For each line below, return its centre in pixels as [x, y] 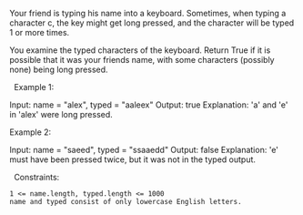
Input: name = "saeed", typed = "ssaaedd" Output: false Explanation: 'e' [144, 150]
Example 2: [30, 132]
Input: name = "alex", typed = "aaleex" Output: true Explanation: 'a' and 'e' [149, 105]
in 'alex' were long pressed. [61, 114]
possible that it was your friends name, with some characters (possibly [142, 60]
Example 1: [34, 87]
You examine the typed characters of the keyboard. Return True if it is [140, 50]
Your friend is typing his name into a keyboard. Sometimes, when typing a [148, 13]
